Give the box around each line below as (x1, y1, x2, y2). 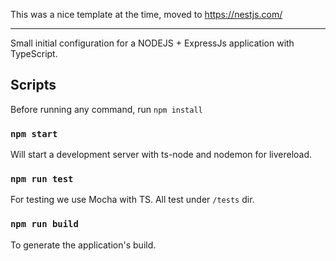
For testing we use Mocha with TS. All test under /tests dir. (10, 194, 255, 206)
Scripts (10, 77, 57, 94)
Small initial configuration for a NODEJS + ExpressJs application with (10, 37, 295, 49)
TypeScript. (10, 48, 58, 59)
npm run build (10, 219, 79, 230)
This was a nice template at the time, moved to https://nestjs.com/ (10, 9, 283, 20)
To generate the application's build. (10, 239, 157, 251)
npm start (10, 128, 58, 139)
